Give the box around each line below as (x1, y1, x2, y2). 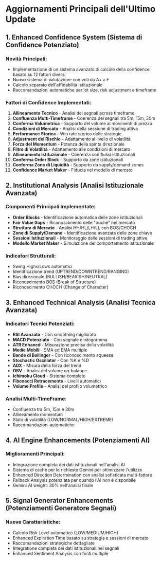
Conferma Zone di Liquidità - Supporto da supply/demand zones (12, 162, 144, 168)
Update (5, 14, 36, 25)
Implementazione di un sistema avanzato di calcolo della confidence (12, 66, 150, 72)
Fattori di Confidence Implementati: (5, 99, 91, 106)
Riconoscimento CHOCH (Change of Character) (12, 284, 108, 290)
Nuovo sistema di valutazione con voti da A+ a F (12, 76, 109, 82)
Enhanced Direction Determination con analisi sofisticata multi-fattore (12, 472, 152, 478)
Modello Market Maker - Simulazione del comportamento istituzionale (12, 240, 154, 246)
